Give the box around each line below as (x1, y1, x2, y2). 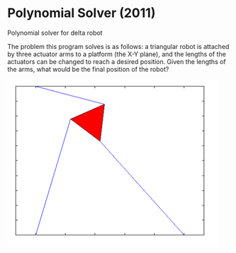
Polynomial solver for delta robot (7, 28, 103, 37)
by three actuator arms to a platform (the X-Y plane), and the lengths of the (7, 50, 227, 58)
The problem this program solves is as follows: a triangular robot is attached (7, 42, 230, 50)
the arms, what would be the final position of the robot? (7, 65, 169, 73)
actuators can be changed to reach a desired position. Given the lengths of (7, 57, 227, 65)
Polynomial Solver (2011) (7, 5, 156, 21)
